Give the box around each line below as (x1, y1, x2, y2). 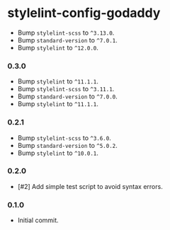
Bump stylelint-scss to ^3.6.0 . (17, 133, 111, 142)
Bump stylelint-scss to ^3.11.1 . (17, 85, 115, 93)
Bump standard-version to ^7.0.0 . (17, 92, 118, 100)
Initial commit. (17, 216, 59, 224)
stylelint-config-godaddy (7, 5, 161, 21)
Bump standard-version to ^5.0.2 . (17, 141, 118, 149)
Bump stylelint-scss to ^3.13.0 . (17, 28, 115, 37)
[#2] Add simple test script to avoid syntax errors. (17, 182, 163, 190)
